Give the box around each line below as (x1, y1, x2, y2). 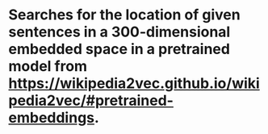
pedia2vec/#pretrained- (8, 91, 174, 110)
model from (8, 57, 87, 76)
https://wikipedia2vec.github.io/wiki (8, 74, 260, 93)
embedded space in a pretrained (8, 40, 230, 58)
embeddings (8, 109, 95, 127)
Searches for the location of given (8, 6, 241, 24)
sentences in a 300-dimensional (8, 23, 231, 41)
